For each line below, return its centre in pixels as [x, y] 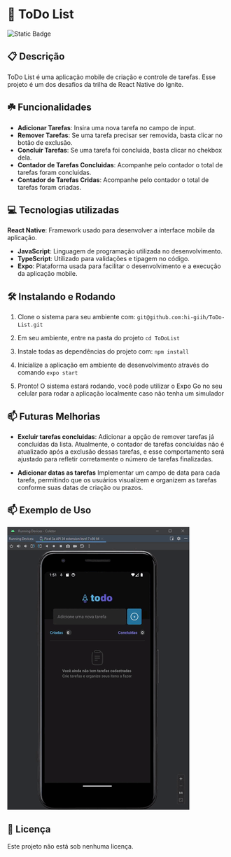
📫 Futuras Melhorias [54, 416]
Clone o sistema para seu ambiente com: [76, 317]
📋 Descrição [36, 56]
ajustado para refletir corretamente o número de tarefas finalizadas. [115, 459]
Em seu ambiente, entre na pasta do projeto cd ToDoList [98, 338]
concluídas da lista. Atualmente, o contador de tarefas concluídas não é [121, 444]
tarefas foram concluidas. [54, 172]
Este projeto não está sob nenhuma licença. [71, 846]
